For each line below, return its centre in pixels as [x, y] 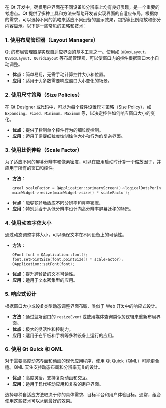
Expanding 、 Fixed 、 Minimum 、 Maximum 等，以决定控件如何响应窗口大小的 [78, 113]
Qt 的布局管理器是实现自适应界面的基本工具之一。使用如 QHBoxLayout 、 [77, 52]
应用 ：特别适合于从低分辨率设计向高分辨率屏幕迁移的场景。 [73, 209]
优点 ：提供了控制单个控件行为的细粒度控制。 [58, 130]
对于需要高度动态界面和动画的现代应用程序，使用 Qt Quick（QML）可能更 [80, 361]
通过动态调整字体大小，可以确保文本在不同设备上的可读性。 [66, 234]
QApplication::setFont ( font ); [43, 264]
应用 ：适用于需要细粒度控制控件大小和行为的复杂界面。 [68, 136]
